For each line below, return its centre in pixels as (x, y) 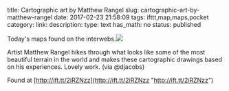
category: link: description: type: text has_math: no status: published (104, 24)
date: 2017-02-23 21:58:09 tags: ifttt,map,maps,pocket (131, 17)
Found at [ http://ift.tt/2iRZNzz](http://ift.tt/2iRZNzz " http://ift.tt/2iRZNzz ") (110, 80)
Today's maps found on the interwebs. (62, 39)
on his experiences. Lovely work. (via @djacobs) (76, 67)
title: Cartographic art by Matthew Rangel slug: (73, 10)
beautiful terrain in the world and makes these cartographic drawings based (115, 59)
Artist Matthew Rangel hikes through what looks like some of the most (106, 52)
